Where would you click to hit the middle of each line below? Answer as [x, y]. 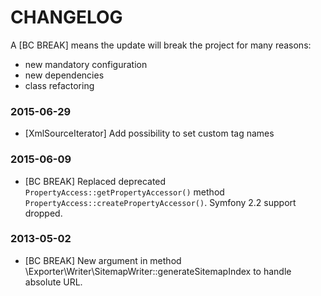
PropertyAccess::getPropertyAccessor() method [124, 192]
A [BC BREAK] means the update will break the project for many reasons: [161, 45]
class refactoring [59, 85]
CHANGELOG [66, 17]
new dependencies [64, 75]
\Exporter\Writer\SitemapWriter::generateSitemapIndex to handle [158, 271]
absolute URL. [53, 282]
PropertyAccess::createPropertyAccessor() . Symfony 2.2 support [160, 202]
